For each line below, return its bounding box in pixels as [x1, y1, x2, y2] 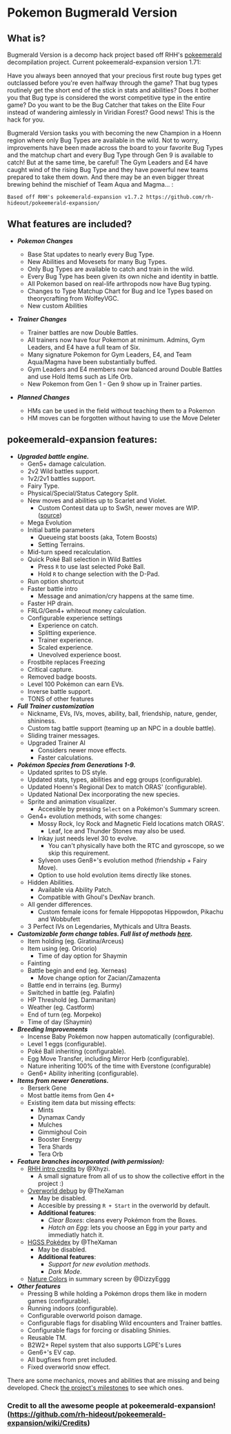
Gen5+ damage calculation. [27, 460, 106, 468]
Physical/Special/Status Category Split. [27, 489, 139, 497]
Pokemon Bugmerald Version [7, 5, 178, 21]
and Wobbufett [37, 914, 81, 923]
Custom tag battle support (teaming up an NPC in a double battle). [27, 724, 216, 732]
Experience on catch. [37, 621, 99, 630]
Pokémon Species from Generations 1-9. [17, 760, 136, 768]
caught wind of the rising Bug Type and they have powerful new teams [7, 166, 208, 173]
